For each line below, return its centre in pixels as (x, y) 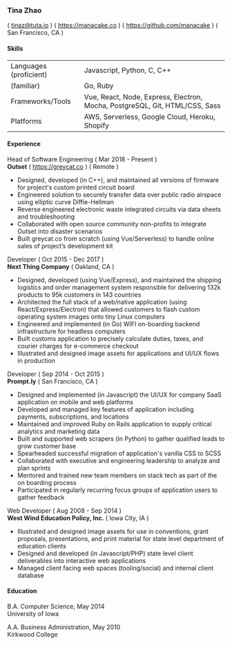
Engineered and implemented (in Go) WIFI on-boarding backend (108, 324)
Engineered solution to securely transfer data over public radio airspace (119, 195)
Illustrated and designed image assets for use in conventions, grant (113, 531)
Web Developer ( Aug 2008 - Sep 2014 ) (65, 510)
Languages (29, 66)
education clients (42, 546)
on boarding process (47, 482)
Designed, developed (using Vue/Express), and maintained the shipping (119, 280)
